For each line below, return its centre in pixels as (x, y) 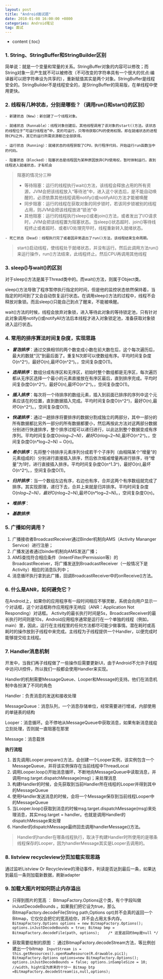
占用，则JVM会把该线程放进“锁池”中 (61, 210)
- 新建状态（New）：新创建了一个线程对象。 (42, 116)
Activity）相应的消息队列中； (41, 569)
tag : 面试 (14, 28)
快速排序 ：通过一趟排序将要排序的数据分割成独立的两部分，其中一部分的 (84, 417)
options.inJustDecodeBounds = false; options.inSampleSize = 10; (80, 962)
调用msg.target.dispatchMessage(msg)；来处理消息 (64, 778)
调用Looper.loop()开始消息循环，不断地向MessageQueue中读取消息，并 (84, 772)
